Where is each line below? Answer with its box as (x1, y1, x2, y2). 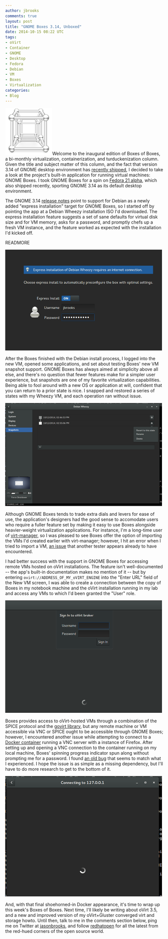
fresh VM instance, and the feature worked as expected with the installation (5, 224, 161, 230)
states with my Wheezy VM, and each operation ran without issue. (5, 393, 142, 399)
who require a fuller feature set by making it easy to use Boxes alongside (5, 521, 156, 527)
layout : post (5, 19, 33, 24)
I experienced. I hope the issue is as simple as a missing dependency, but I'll (5, 761, 163, 767)
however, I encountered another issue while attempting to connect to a (5, 733, 151, 740)
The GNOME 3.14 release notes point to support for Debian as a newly (5, 197, 150, 204)
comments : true (5, 13, 37, 19)
